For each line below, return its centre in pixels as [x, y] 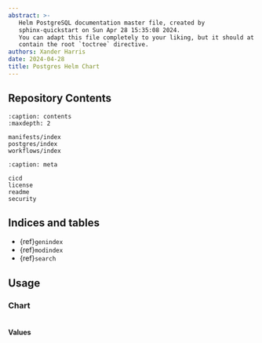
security [22, 199]
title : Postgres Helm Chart [54, 67]
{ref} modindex [41, 250]
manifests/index [35, 137]
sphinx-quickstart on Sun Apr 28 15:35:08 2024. [99, 30]
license [21, 185]
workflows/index [35, 151]
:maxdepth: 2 [29, 123]
